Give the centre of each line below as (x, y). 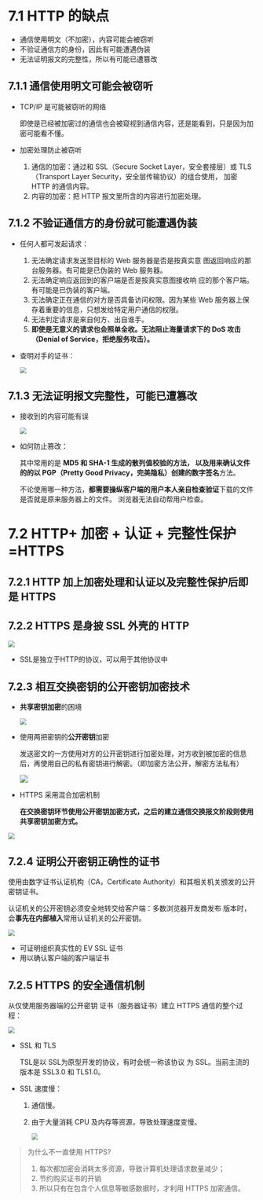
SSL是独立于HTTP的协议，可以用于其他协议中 (94, 659)
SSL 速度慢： (41, 1088)
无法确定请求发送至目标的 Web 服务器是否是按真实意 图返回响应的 (138, 260)
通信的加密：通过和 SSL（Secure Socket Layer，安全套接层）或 (134, 167)
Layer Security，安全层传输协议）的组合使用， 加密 (155, 176)
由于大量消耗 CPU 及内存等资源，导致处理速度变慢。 (116, 1121)
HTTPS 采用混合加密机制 (60, 794)
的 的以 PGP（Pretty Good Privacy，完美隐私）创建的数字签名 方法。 (130, 472)
